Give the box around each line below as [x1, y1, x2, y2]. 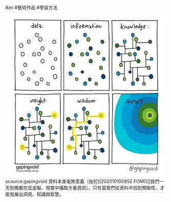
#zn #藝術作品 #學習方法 [5, 5, 58, 10]
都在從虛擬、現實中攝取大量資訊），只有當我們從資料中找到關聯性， [18, 185, 160, 191]
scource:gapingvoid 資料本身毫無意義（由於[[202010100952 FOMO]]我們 [5, 178, 160, 184]
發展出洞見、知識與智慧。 [9, 191, 64, 197]
